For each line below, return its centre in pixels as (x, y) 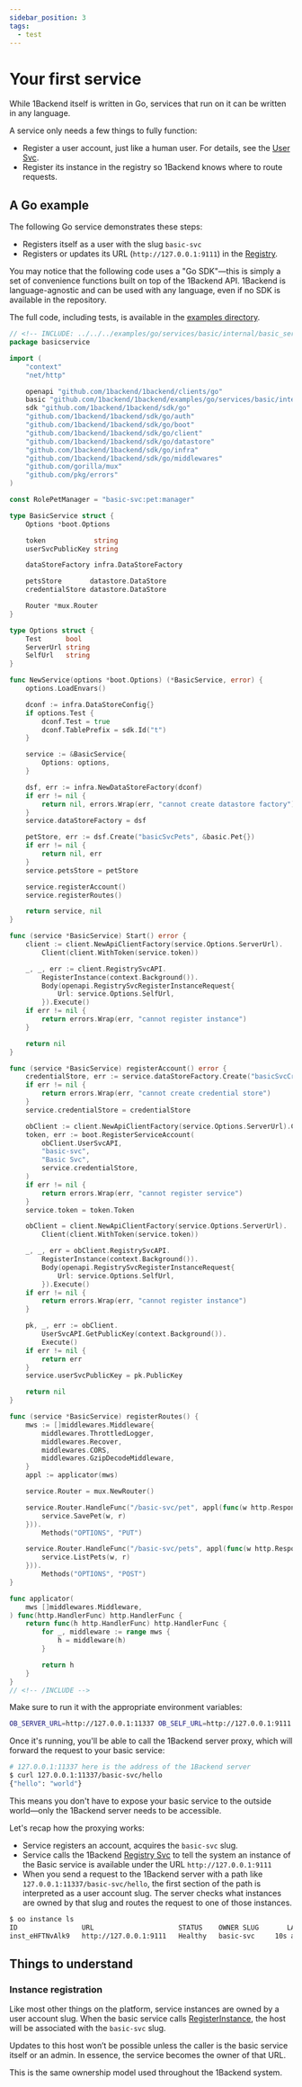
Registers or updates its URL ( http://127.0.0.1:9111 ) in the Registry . (150, 254)
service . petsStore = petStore (82, 870)
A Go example (49, 205)
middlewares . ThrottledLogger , (98, 1433)
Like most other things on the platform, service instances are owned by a (145, 2009)
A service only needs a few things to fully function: (103, 130)
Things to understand (71, 1963)
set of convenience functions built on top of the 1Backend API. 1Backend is (147, 281)
